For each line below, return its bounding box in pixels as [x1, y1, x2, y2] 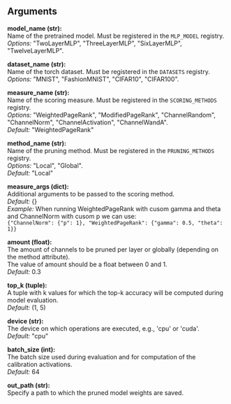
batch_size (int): [7, 345, 56, 354]
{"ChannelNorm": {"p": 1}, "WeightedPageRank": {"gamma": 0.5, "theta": [7, 219, 223, 226]
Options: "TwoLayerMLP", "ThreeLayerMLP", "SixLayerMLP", [7, 38, 183, 48]
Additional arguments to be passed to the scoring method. [7, 189, 175, 198]
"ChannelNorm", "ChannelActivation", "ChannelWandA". [7, 118, 169, 127]
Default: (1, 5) [7, 303, 47, 312]
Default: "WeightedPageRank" [7, 125, 94, 134]
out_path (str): [7, 381, 50, 389]
